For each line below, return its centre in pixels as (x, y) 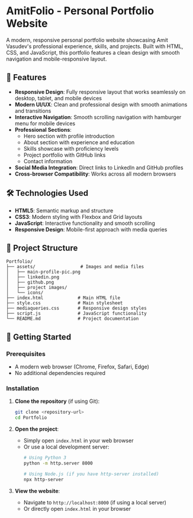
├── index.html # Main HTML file (63, 298)
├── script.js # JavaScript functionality (76, 314)
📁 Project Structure (42, 248)
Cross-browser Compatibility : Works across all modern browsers (95, 174)
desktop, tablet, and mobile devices (58, 98)
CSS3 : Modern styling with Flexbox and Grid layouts (78, 217)
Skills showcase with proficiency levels (71, 148)
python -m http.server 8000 (58, 463)
